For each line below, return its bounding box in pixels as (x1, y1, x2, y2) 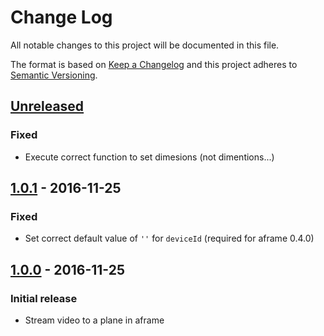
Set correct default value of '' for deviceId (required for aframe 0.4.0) (24, 232, 315, 245)
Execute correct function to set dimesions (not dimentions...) (24, 151, 275, 163)
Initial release (10, 291, 78, 305)
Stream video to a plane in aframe (24, 314, 165, 326)
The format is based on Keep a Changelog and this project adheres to (10, 58, 298, 70)
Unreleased (10, 98, 85, 115)
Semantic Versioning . (10, 69, 98, 81)
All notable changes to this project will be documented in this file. (10, 39, 280, 51)
